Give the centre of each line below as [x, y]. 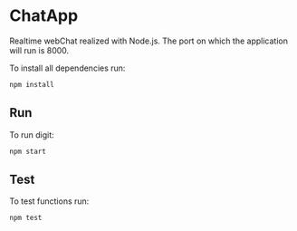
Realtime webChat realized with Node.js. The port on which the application [148, 41]
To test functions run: [49, 201]
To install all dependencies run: [67, 68]
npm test [26, 218]
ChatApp [44, 16]
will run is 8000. [39, 50]
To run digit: [32, 135]
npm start [28, 151]
